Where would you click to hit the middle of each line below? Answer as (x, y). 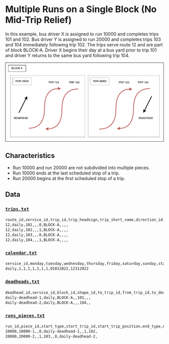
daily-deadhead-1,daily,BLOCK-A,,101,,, (48, 298)
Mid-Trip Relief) (38, 20)
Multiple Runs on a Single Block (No (81, 9)
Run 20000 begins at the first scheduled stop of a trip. (69, 179)
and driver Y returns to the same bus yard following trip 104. (67, 55)
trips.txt (17, 209)
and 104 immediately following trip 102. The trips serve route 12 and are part (84, 44)
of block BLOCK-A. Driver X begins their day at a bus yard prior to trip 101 (81, 50)
